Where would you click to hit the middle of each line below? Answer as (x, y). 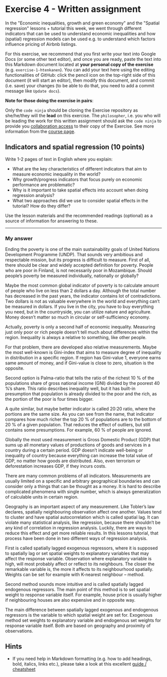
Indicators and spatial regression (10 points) (75, 147)
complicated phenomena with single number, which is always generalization (83, 492)
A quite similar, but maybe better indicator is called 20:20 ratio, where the (80, 409)
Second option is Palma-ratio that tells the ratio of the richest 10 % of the (80, 378)
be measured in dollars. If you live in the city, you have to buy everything (80, 307)
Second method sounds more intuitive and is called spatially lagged (74, 584)
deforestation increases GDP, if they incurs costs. (56, 466)
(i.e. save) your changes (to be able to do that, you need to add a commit (80, 85)
